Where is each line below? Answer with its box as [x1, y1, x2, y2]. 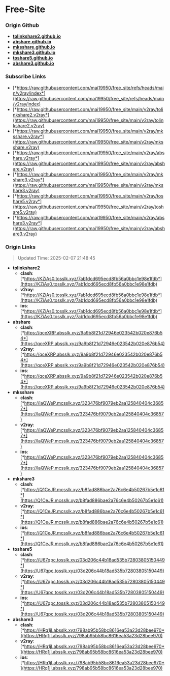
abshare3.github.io [12, 60, 54, 67]
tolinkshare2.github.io [12, 33, 61, 39]
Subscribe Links [5, 73, 46, 80]
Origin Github [5, 22, 40, 29]
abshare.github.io [12, 39, 52, 45]
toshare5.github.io [12, 55, 53, 61]
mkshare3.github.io [12, 49, 56, 55]
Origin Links [5, 243, 36, 250]
